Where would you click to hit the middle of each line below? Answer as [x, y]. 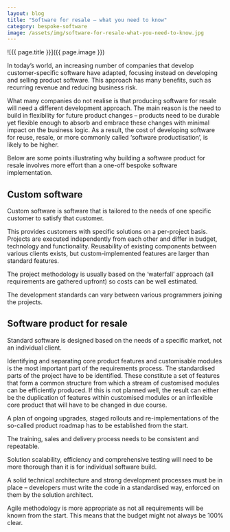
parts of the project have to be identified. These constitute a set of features [114, 375]
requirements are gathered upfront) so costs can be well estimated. [102, 281]
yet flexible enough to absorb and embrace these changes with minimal [108, 123]
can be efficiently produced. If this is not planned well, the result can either [113, 390]
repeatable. [23, 446]
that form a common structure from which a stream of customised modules [113, 383]
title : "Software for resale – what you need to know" [87, 20]
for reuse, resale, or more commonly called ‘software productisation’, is [107, 138]
